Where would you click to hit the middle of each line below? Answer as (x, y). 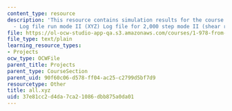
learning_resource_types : (44, 46)
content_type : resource (41, 13)
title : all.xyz (29, 90)
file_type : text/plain (40, 39)
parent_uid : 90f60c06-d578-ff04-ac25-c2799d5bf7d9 (81, 78)
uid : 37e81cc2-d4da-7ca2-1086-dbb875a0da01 (71, 97)
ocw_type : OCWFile (33, 59)
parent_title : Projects (41, 65)
